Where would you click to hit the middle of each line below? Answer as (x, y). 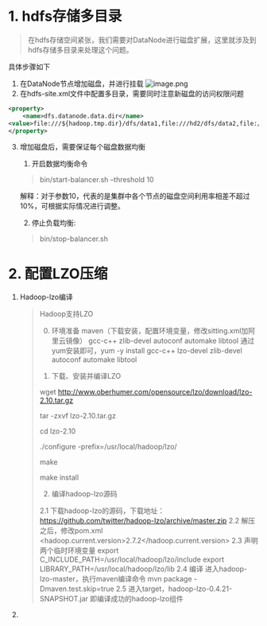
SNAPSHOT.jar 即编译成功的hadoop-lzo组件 (112, 599)
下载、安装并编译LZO (86, 376)
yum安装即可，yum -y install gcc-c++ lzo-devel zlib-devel (147, 351)
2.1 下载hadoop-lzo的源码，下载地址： (102, 511)
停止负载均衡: (54, 223)
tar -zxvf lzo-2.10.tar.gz (78, 416)
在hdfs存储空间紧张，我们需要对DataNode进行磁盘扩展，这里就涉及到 (142, 40)
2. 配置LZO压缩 (58, 273)
